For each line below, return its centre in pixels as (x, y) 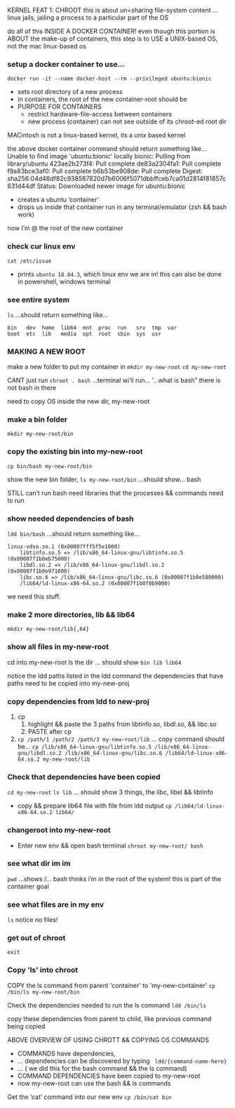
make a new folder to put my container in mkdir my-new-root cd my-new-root (117, 367)
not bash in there (32, 388)
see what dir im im (39, 864)
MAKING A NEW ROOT (47, 352)
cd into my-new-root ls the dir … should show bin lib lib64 (94, 662)
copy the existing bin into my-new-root (75, 452)
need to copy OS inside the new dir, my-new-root (79, 401)
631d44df (21, 186)
